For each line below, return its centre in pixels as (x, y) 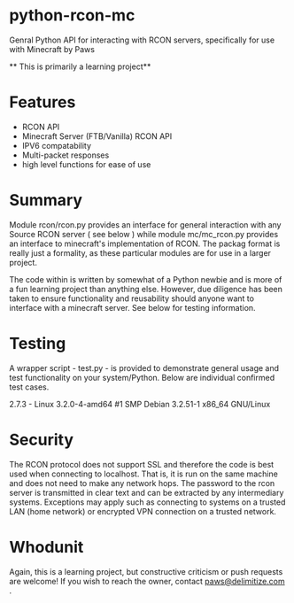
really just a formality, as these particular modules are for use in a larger (140, 252)
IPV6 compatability (56, 145)
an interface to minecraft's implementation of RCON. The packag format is (145, 244)
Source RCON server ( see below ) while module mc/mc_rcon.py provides (144, 234)
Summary (46, 201)
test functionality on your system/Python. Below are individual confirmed (142, 377)
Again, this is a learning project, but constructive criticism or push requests (146, 571)
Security (41, 440)
